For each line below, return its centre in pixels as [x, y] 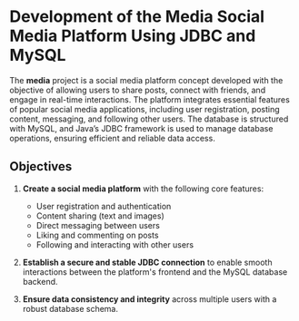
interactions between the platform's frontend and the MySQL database [155, 272]
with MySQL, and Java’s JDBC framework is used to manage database [141, 128]
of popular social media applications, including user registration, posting [145, 109]
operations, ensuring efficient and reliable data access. [112, 138]
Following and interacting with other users [115, 244]
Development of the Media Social [137, 17]
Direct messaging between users [98, 225]
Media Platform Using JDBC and [133, 36]
